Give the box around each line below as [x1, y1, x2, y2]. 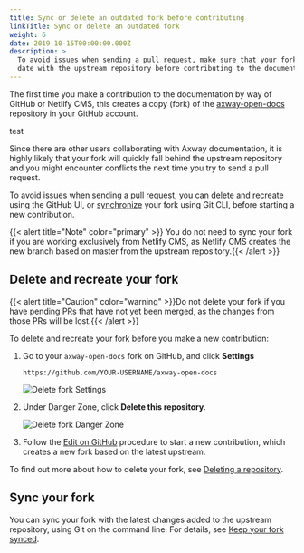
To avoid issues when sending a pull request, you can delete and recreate [9, 189, 284, 200]
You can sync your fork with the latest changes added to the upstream [9, 514, 272, 525]
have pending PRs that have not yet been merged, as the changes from [9, 306, 275, 316]
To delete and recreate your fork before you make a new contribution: [9, 333, 270, 344]
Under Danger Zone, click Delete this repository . [22, 401, 206, 412]
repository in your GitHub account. [9, 108, 138, 119]
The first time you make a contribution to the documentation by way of [9, 88, 272, 100]
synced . [9, 533, 40, 544]
